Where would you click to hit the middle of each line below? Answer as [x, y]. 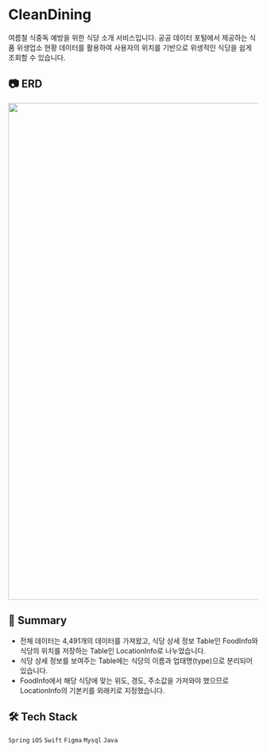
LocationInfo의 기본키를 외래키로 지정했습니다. [92, 690]
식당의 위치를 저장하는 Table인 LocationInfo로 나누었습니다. [113, 650]
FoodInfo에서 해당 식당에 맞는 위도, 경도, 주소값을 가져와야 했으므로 [124, 680]
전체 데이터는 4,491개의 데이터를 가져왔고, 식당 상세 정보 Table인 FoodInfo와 [139, 641]
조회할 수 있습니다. [37, 57]
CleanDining [50, 15]
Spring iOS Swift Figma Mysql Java [63, 741]
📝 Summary [38, 620]
